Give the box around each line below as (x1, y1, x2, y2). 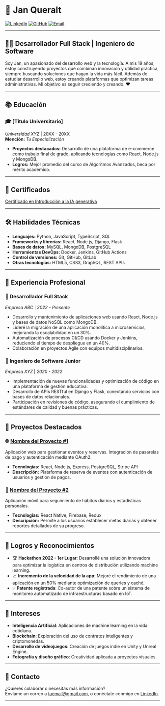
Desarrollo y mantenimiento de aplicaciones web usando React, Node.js (12, 314, 158, 320)
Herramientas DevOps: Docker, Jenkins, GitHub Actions (12, 249, 127, 255)
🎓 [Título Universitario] (5, 118, 63, 125)
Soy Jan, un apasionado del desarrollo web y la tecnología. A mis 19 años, (5, 60, 155, 66)
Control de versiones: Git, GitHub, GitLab (12, 254, 97, 260)
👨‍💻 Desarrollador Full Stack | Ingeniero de (5, 39, 135, 48)
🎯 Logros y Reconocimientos (5, 541, 94, 550)
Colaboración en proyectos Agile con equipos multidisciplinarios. (12, 345, 144, 351)
